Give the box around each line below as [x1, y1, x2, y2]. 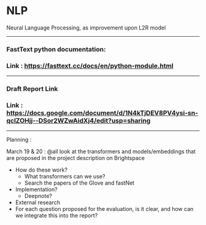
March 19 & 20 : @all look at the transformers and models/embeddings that [6, 148, 196, 155]
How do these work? [15, 166, 68, 174]
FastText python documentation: [6, 45, 106, 53]
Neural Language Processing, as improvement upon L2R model [6, 24, 166, 31]
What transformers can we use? [24, 173, 105, 180]
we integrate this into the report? [15, 212, 98, 219]
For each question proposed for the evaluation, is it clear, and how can [15, 205, 194, 213]
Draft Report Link [6, 85, 58, 93]
